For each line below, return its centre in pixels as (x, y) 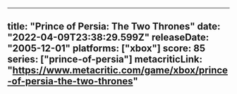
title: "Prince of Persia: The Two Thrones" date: (114, 26)
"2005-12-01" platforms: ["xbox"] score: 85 (107, 49)
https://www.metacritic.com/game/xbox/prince (120, 70)
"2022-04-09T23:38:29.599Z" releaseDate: (108, 38)
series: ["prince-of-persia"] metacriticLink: (105, 59)
